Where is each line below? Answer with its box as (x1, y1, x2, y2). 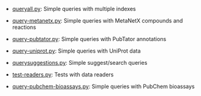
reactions (12, 24, 37, 31)
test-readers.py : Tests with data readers (12, 71, 114, 78)
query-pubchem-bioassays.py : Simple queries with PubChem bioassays (12, 83, 195, 90)
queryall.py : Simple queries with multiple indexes (12, 6, 136, 12)
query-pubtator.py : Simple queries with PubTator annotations (12, 35, 167, 42)
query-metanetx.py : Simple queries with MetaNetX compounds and (12, 17, 183, 24)
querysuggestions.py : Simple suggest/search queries (12, 59, 148, 66)
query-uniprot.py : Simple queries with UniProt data (12, 47, 141, 54)
